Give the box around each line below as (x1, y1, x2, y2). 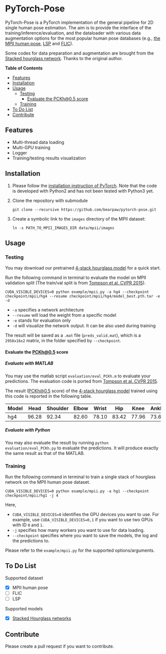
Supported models (5, 606, 43, 612)
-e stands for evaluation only (12, 317, 71, 323)
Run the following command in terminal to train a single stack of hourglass (5, 474, 156, 480)
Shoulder (46, 405, 69, 412)
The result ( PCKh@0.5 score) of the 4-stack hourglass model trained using (5, 388, 158, 394)
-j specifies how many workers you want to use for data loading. (12, 527, 145, 533)
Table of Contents (5, 65, 43, 71)
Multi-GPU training (12, 145, 51, 150)
